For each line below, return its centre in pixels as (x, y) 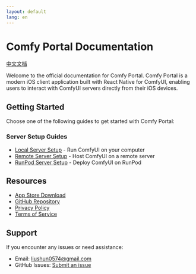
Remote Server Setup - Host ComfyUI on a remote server (85, 156)
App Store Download (40, 195)
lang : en (17, 17)
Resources (26, 181)
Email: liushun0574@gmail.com (53, 259)
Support (22, 233)
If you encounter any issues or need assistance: (65, 247)
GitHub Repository (37, 201)
